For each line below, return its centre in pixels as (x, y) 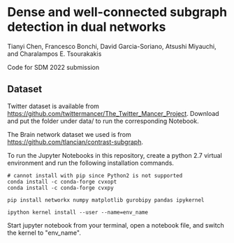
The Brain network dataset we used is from (69, 134)
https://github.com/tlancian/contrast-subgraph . (75, 142)
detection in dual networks (87, 27)
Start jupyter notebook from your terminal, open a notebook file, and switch (116, 225)
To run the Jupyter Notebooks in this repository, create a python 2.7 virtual (115, 155)
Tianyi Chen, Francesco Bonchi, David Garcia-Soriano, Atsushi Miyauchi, (112, 46)
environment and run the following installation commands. (91, 163)
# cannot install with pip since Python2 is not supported (95, 175)
